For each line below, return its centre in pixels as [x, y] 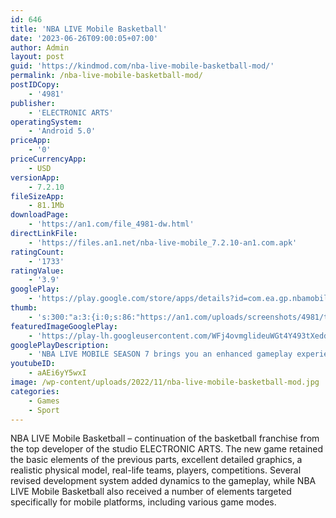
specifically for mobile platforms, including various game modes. [143, 502]
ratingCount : [37, 252]
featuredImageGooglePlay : [64, 326]
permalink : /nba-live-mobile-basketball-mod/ [106, 76]
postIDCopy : [35, 85]
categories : [35, 391]
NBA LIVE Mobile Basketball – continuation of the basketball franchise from [165, 438]
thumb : [24, 308]
